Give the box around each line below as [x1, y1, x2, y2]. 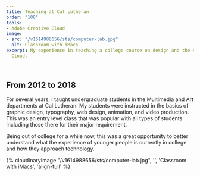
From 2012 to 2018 [6, 80, 76, 90]
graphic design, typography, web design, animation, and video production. [6, 108, 189, 116]
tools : [6, 20, 23, 26]
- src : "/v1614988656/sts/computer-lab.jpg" [6, 36, 118, 42]
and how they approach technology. [6, 145, 95, 152]
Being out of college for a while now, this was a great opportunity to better [6, 133, 189, 140]
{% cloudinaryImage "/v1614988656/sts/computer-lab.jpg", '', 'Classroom [6, 157, 187, 164]
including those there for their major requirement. [6, 121, 127, 128]
